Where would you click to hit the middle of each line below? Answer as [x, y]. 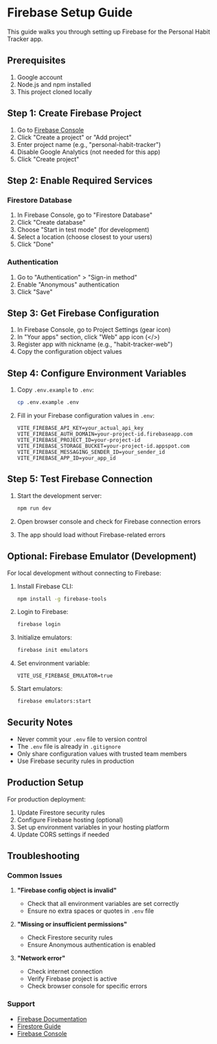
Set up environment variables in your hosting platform [93, 827]
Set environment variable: [54, 663]
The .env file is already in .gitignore [69, 746]
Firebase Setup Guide [70, 13]
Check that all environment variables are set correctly [103, 904]
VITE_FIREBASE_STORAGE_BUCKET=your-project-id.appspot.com [103, 446]
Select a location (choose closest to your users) [84, 237]
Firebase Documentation [52, 1019]
